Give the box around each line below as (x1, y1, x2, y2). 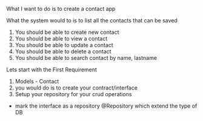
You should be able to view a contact (15, 35, 108, 42)
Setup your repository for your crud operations (15, 91, 132, 97)
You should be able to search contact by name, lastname (15, 54, 158, 61)
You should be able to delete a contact (15, 48, 111, 55)
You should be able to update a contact (15, 42, 113, 48)
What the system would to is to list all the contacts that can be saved (6, 17, 178, 24)
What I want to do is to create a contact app (6, 5, 116, 12)
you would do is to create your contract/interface (15, 84, 138, 91)
